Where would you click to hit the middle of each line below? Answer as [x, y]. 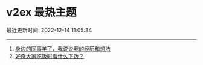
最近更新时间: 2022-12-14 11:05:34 [49, 30]
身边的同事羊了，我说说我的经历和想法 [63, 48]
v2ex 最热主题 [41, 12]
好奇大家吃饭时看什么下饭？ [50, 56]
